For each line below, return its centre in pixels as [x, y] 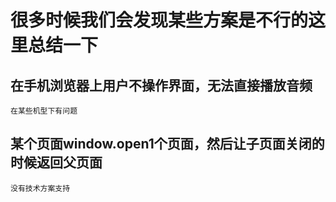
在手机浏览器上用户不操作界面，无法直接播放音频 [161, 85]
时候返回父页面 [56, 162]
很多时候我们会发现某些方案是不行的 [159, 20]
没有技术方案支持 [40, 188]
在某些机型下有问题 [44, 111]
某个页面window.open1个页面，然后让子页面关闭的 [167, 144]
